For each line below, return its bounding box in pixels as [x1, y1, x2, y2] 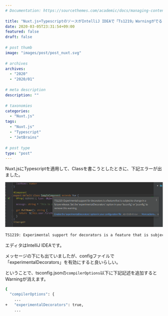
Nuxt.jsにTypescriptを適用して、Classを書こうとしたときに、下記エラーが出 [5, 166, 162, 172]
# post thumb [5, 45, 32, 50]
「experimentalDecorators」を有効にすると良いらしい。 [5, 259, 121, 265]
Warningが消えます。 [5, 276, 48, 282]
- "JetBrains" [9, 135, 39, 140]
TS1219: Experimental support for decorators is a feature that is [5, 232, 149, 237]
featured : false [5, 29, 39, 35]
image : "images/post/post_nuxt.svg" [5, 50, 81, 55]
